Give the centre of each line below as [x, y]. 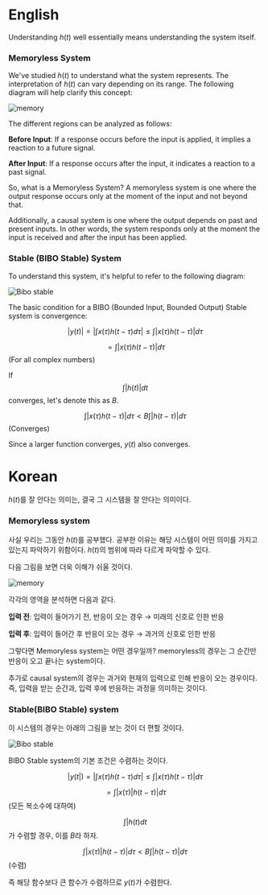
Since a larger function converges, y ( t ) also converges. [99, 443]
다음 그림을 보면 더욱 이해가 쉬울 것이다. [70, 567]
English [34, 15]
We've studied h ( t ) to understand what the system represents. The [119, 76]
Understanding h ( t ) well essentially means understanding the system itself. [132, 37]
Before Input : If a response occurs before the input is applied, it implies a [130, 139]
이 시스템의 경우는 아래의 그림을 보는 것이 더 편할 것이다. [96, 728]
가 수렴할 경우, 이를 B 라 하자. [54, 835]
